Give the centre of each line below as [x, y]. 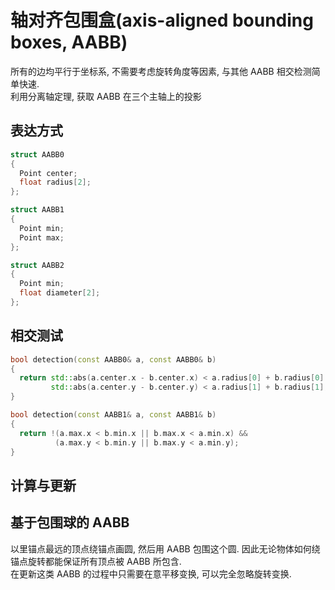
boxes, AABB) [69, 42]
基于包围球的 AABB [70, 522]
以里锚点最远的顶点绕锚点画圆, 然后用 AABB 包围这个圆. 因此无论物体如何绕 [165, 548]
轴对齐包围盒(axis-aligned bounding [162, 20]
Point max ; [42, 237]
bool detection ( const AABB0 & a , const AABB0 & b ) [113, 359]
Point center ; [48, 173]
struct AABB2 [37, 265]
